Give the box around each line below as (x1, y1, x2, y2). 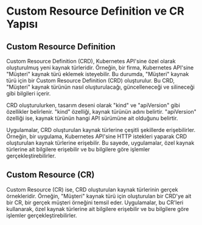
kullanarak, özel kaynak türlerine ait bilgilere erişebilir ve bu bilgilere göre (6, 205, 189, 212)
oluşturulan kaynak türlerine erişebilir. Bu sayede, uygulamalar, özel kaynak (6, 139, 195, 147)
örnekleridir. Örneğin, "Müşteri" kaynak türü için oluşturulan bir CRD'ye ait (6, 192, 192, 199)
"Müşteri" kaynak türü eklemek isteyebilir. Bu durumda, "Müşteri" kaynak (6, 71, 189, 77)
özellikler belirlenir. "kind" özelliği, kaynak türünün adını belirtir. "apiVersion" (6, 108, 197, 115)
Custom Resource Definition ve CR (6, 4, 184, 18)
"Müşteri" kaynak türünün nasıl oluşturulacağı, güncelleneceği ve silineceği (6, 83, 195, 91)
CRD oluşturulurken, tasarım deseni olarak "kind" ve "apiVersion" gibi (6, 102, 181, 109)
